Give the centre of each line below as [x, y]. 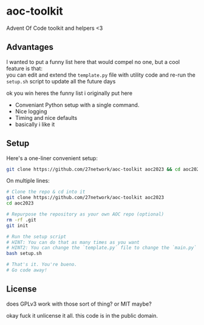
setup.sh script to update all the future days [61, 81]
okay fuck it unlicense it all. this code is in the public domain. [82, 315]
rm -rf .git [21, 220]
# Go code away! [27, 270]
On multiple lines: [28, 181]
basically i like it [35, 124]
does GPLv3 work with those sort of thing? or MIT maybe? [79, 304]
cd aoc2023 [20, 203]
